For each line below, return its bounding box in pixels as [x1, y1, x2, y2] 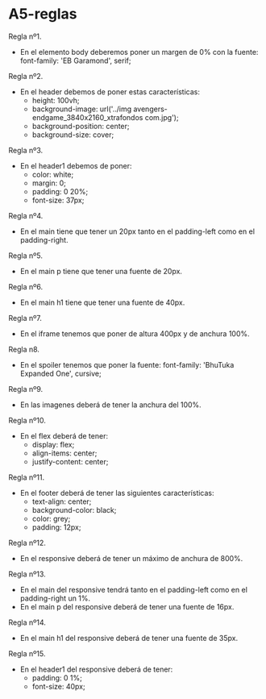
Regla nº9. [8, 384, 44, 393]
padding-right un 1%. [19, 593, 91, 603]
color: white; [31, 169, 74, 179]
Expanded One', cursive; [19, 368, 102, 378]
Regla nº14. [8, 618, 47, 627]
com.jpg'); [144, 112, 179, 122]
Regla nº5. [8, 251, 43, 260]
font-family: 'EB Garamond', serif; [19, 56, 131, 65]
